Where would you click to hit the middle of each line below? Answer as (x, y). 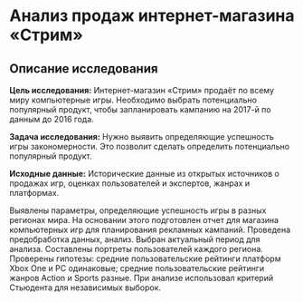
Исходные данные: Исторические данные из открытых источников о (145, 174)
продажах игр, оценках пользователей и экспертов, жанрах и (130, 183)
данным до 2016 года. (52, 119)
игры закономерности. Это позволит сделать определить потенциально (150, 146)
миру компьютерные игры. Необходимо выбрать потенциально (133, 100)
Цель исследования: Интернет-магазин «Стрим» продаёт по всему (142, 90)
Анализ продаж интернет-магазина (152, 16)
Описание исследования (84, 68)
